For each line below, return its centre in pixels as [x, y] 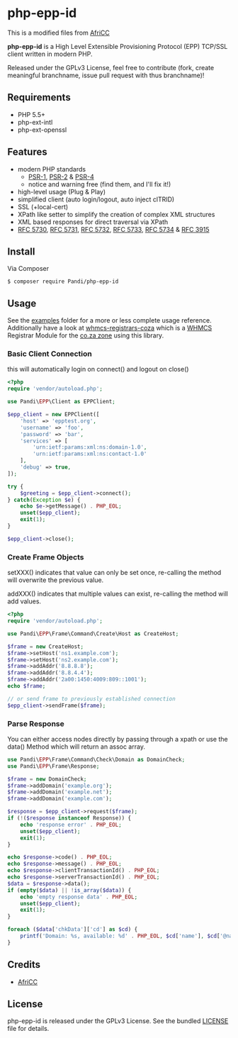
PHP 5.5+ [32, 114]
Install [21, 251]
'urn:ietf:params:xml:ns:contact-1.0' [90, 454]
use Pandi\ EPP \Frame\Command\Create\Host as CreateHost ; [93, 634]
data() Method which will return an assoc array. [76, 747]
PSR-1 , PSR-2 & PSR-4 [61, 177]
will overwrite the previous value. [56, 580]
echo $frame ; [27, 686]
